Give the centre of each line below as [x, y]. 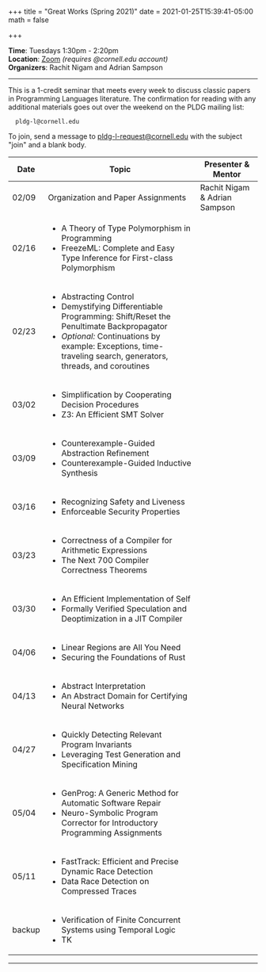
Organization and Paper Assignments [117, 197]
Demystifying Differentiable [112, 306]
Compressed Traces [99, 891]
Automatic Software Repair [111, 803]
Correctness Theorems [104, 570]
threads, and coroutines [106, 366]
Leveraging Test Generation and [121, 754]
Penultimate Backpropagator [114, 326]
